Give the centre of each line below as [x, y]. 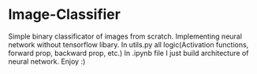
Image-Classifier [64, 15]
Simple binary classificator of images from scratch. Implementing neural [125, 36]
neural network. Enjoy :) [47, 61]
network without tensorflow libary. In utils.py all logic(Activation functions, [128, 44]
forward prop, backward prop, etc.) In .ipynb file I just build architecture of [128, 53]
